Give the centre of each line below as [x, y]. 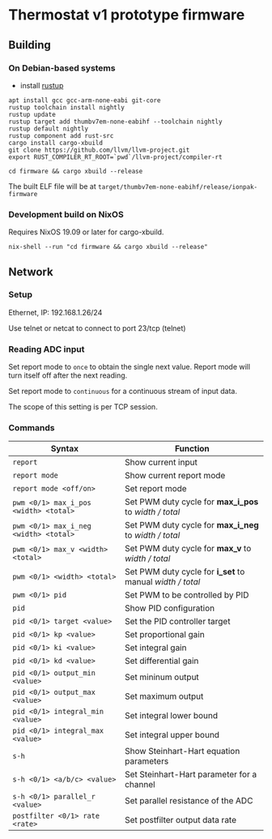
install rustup [42, 85]
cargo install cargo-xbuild [56, 143]
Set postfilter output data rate [181, 820]
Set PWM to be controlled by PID [187, 595]
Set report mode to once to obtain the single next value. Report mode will [130, 367]
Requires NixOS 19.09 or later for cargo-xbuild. [86, 232]
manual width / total [162, 582]
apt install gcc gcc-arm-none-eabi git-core [85, 100]
